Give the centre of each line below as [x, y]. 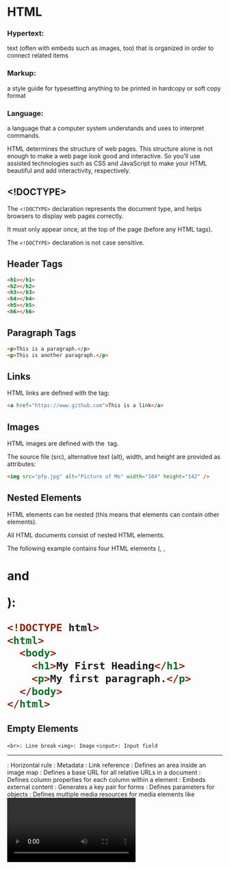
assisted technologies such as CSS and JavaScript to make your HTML [107, 163]
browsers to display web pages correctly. [65, 216]
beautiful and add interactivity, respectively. [69, 171]
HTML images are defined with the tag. [63, 443]
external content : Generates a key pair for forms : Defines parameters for [111, 787]
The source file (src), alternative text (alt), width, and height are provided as [114, 457]
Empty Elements [43, 729]
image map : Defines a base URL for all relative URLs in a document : [104, 772]
